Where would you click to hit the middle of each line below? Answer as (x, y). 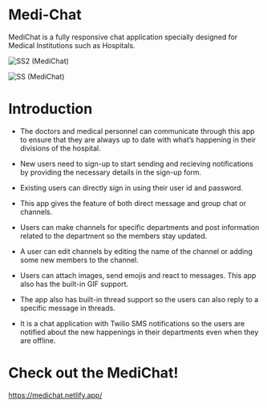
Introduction (51, 109)
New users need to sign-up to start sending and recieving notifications (137, 164)
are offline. (38, 340)
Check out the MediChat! (93, 373)
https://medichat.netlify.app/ (55, 395)
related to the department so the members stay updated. (113, 236)
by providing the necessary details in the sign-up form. (111, 172)
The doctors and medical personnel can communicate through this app (137, 131)
